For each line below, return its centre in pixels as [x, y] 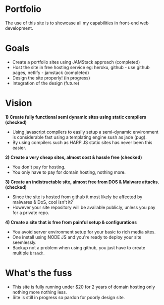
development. [19, 28]
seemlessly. [24, 242]
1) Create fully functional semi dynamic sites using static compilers [76, 117]
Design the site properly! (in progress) [51, 77]
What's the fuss [39, 273]
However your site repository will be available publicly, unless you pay [84, 207]
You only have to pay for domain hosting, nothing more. [69, 172]
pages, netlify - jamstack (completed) [51, 73]
